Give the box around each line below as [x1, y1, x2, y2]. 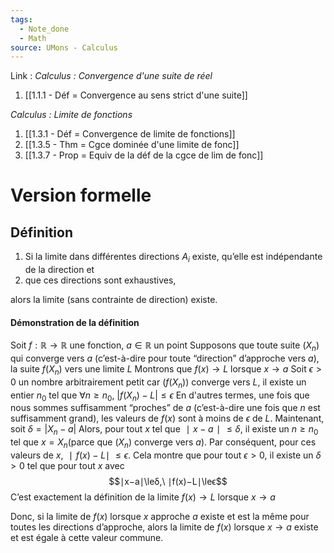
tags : [10, 14, 33, 25]
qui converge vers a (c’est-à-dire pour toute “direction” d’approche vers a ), [10, 352, 320, 365]
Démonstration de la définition [10, 316, 140, 328]
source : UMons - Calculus [10, 42, 118, 53]
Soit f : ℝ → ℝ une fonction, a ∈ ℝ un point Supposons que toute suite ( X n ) [10, 339, 320, 354]
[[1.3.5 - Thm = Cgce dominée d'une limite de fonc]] [24, 139, 240, 151]
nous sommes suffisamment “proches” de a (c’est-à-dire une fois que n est [10, 402, 321, 414]
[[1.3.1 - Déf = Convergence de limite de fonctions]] [24, 128, 236, 140]
